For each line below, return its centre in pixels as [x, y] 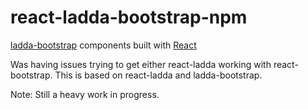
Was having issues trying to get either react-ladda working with [141, 64]
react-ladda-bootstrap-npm [129, 17]
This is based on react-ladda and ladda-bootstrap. [158, 75]
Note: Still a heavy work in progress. [85, 94]
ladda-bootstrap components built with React [103, 45]
